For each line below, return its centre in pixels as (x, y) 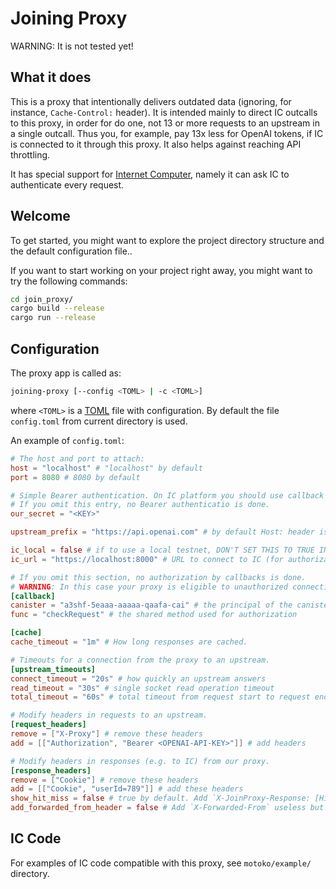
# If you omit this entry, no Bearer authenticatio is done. (140, 505)
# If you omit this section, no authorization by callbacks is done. (158, 577)
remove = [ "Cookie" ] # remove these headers (104, 780)
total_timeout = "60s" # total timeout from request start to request (160, 697)
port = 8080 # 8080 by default (75, 477)
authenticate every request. (67, 184)
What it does (51, 77)
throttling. (30, 154)
